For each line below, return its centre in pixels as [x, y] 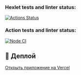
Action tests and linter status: [41, 30]
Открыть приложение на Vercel [38, 68]
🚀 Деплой [21, 56]
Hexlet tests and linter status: [40, 7]
